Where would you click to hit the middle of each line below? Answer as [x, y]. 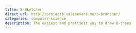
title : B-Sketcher [24, 9]
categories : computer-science [36, 18]
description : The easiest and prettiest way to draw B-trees [68, 23]
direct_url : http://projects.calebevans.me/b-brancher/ [63, 14]
